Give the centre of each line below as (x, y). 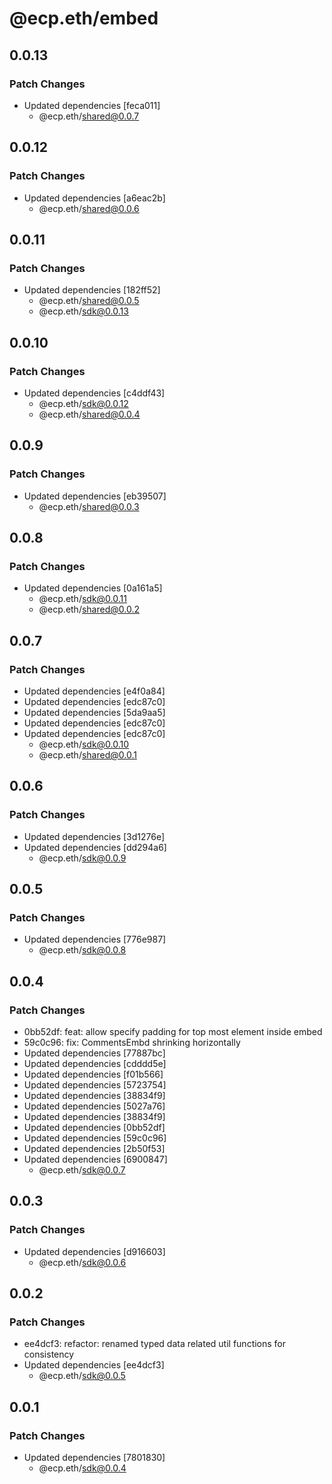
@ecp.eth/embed (84, 18)
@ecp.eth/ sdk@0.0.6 (82, 1262)
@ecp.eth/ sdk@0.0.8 (82, 950)
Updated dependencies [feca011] (92, 105)
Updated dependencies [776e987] (95, 939)
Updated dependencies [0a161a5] (93, 588)
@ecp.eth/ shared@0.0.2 (89, 609)
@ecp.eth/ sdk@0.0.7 (82, 1170)
